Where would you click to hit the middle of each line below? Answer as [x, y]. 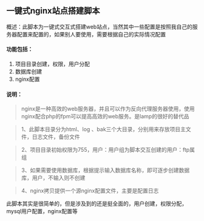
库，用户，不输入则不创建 [53, 178]
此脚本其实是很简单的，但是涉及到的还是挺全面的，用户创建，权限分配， [97, 204]
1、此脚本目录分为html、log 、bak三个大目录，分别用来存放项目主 [104, 129]
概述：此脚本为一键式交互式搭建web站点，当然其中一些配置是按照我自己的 [99, 27]
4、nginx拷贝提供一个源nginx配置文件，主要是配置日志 [90, 191]
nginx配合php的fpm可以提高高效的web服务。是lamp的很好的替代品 [105, 117]
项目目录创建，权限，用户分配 [52, 64]
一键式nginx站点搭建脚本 [53, 11]
